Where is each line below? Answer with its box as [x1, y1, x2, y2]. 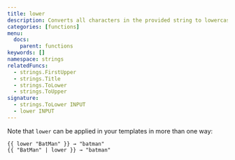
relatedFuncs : [7, 62, 49, 69]
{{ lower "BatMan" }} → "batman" [7, 140, 105, 147]
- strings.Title [13, 75, 61, 82]
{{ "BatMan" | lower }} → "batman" [7, 146, 111, 154]
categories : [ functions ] [7, 23, 80, 30]
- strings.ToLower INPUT [13, 101, 86, 108]
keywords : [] [7, 50, 45, 57]
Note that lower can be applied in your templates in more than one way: [7, 126, 213, 135]
